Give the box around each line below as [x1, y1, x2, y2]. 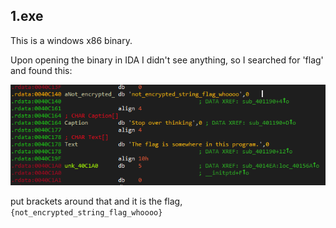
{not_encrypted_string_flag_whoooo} [10, 208, 163, 218]
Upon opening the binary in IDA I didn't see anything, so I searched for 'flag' [10, 54, 324, 66]
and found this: [10, 64, 73, 76]
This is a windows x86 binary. [10, 34, 133, 46]
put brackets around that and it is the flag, [10, 195, 183, 208]
